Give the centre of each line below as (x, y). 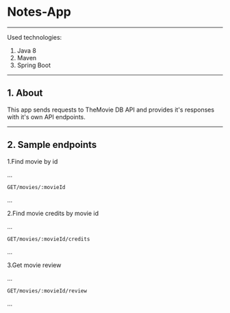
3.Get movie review (34, 265)
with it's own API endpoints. (46, 116)
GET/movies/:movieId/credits (49, 239)
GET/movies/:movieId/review (47, 291)
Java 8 (26, 50)
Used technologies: (35, 37)
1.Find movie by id (33, 161)
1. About (25, 93)
